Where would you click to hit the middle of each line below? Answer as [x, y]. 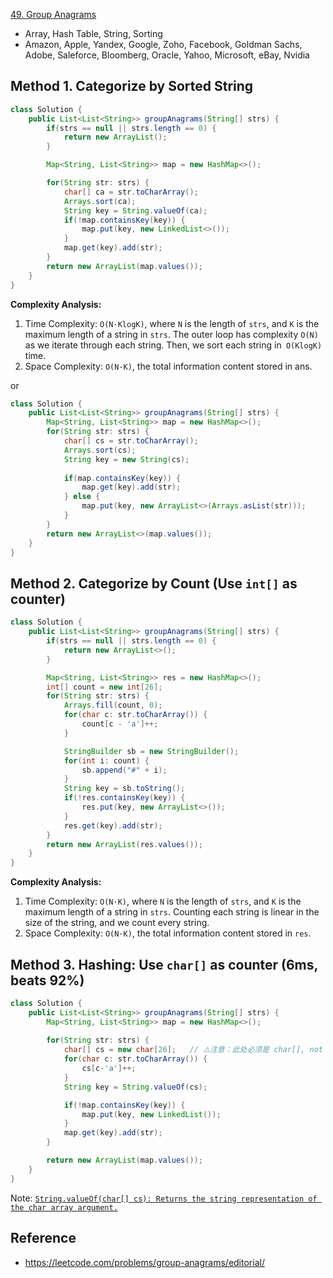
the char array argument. [64, 1207]
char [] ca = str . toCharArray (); [131, 192]
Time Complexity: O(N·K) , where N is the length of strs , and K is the [163, 901]
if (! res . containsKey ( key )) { [124, 798]
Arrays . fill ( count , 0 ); [113, 705]
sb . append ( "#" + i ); [124, 770]
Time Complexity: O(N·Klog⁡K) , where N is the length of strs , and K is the [172, 323]
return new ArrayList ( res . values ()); [124, 844]
